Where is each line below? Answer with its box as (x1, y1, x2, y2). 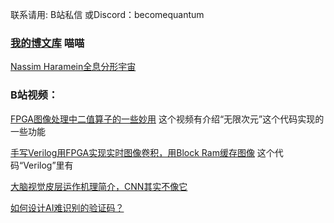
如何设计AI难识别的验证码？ (10, 201, 125, 213)
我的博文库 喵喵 (10, 36, 85, 50)
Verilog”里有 (23, 159, 74, 171)
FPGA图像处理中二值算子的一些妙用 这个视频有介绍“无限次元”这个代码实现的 (10, 113, 325, 125)
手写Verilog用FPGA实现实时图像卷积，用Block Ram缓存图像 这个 (10, 146, 275, 158)
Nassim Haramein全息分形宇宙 (10, 61, 137, 73)
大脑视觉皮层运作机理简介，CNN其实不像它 (10, 180, 188, 192)
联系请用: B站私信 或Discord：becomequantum (10, 9, 205, 20)
